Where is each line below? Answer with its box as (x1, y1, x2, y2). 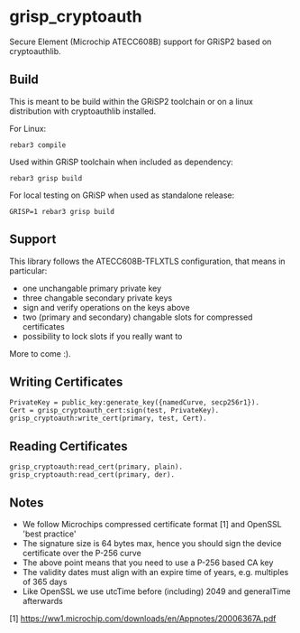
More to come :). (9, 348, 71, 358)
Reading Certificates (9, 438, 128, 453)
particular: (9, 265, 48, 276)
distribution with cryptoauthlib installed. (9, 106, 157, 116)
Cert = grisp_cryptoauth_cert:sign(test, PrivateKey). (9, 406, 220, 415)
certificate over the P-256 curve (22, 548, 141, 558)
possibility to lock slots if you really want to (22, 330, 183, 341)
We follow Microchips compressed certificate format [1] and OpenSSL (22, 519, 282, 529)
